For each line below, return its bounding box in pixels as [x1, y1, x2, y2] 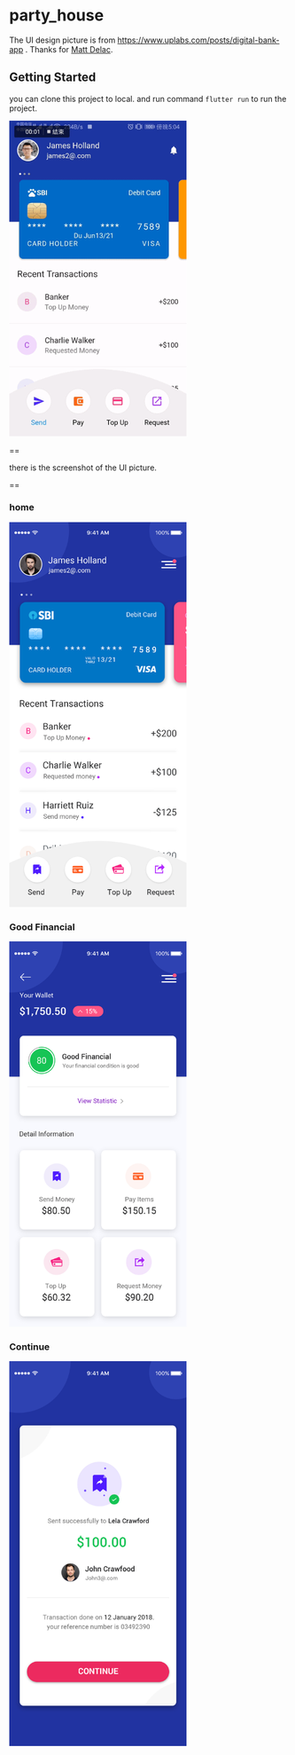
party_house [9, 5, 105, 26]
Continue [9, 1341, 50, 1353]
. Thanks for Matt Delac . [25, 43, 113, 54]
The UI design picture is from [9, 35, 116, 45]
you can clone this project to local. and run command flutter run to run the [9, 93, 287, 104]
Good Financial [9, 921, 75, 933]
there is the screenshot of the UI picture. [9, 462, 158, 473]
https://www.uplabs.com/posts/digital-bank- [117, 35, 280, 45]
